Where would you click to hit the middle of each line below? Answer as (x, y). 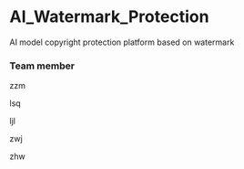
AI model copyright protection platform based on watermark (122, 42)
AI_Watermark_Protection (109, 17)
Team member (42, 66)
